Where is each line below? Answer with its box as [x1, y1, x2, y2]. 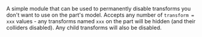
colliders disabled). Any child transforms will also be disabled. [6, 24, 162, 31]
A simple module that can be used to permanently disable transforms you [6, 5, 191, 12]
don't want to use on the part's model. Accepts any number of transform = [6, 11, 194, 18]
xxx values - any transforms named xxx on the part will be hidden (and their [6, 18, 196, 24]
